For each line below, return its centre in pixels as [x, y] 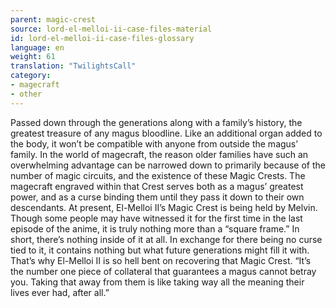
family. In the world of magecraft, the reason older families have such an [159, 154]
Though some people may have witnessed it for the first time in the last [156, 218]
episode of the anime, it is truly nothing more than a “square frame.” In [155, 228]
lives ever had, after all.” [60, 292]
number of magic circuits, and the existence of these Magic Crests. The [158, 175]
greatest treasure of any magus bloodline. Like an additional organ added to [166, 133]
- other [26, 94]
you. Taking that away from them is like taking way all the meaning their [157, 282]
